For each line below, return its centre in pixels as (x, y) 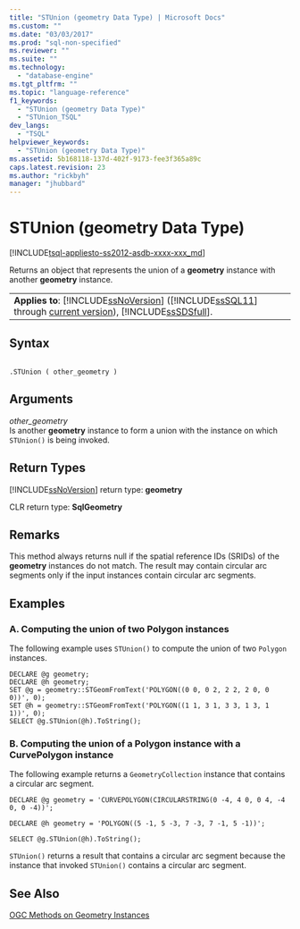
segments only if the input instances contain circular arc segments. (133, 575)
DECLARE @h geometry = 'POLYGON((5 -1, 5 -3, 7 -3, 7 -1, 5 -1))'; (137, 823)
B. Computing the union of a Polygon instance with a (125, 743)
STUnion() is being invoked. (59, 440)
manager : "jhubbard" (48, 184)
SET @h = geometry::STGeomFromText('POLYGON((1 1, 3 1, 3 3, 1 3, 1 (139, 705)
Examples (37, 603)
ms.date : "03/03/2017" (51, 34)
